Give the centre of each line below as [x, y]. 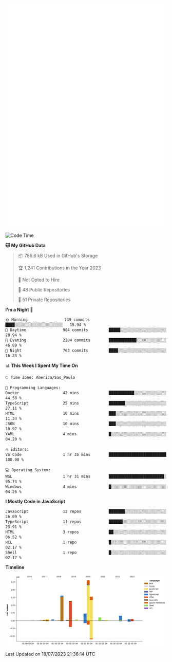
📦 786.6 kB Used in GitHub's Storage [58, 255]
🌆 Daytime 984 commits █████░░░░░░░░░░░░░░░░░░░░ [86, 330]
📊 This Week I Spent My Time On [42, 365]
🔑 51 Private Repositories [44, 300]
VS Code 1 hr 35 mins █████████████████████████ [86, 454]
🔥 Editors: [17, 449]
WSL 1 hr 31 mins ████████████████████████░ [86, 476]
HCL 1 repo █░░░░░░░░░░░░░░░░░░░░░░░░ [86, 542]
